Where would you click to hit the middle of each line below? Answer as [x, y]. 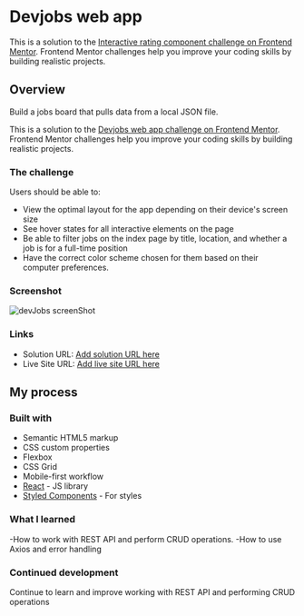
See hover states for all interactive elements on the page [128, 229]
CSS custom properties [66, 448]
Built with [31, 418]
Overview [38, 89]
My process [44, 392]
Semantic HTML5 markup [70, 438]
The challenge [42, 172]
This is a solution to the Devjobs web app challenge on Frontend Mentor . [145, 129]
